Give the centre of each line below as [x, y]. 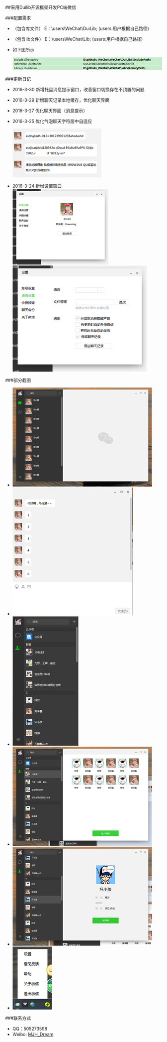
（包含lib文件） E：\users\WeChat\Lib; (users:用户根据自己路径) [78, 39]
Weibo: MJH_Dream [33, 1034]
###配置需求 [18, 18]
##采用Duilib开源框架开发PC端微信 [41, 7]
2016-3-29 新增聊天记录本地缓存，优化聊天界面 [61, 100]
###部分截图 [18, 380]
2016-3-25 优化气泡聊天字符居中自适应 [52, 121]
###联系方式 [18, 1018]
